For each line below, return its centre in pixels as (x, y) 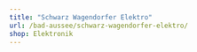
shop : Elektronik (41, 33)
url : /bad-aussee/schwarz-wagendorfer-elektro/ (99, 26)
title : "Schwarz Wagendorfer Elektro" (81, 17)
